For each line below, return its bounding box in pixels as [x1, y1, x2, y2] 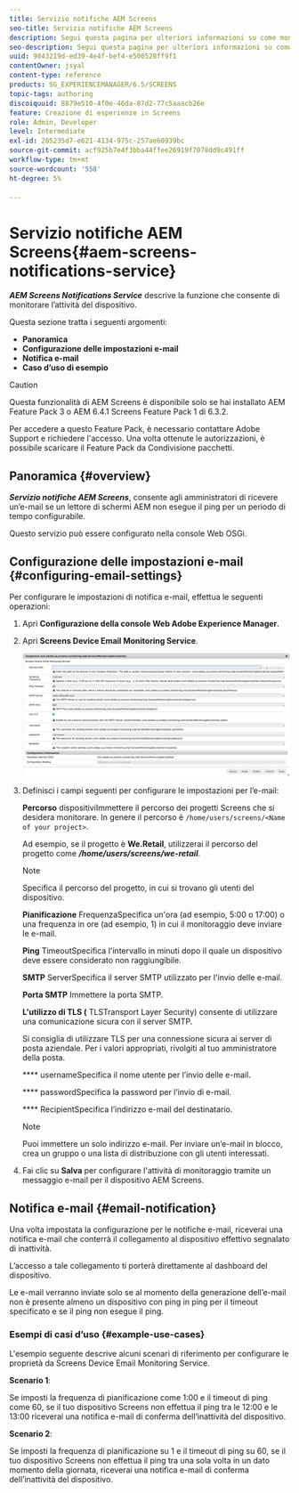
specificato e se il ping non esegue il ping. [9, 1306, 165, 1317]
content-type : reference [9, 71, 101, 80]
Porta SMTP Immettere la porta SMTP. [21, 989, 164, 1001]
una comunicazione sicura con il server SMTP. [21, 1016, 193, 1027]
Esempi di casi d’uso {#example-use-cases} [9, 1328, 206, 1340]
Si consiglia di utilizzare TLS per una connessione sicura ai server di [21, 1034, 272, 1044]
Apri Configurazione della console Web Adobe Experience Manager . [21, 618, 280, 629]
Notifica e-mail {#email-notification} [9, 1200, 217, 1215]
